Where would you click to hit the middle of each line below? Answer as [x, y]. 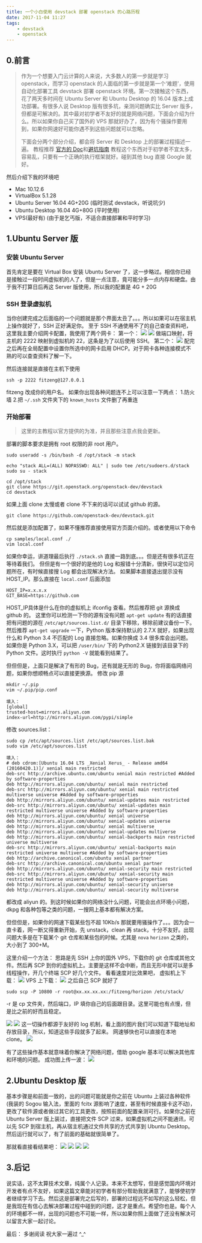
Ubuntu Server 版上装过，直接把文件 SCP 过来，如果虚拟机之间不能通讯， [98, 1119]
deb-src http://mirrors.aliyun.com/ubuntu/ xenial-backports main [91, 848]
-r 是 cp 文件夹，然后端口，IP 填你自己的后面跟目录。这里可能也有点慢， [96, 1004]
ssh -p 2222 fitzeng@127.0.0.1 [45, 380]
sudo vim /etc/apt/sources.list [47, 746]
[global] [17, 707]
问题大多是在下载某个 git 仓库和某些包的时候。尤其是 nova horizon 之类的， [99, 938]
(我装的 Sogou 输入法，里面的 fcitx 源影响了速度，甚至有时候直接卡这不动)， [101, 1104]
